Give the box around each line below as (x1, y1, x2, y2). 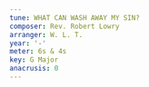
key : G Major (9, 55, 59, 64)
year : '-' (9, 38, 47, 48)
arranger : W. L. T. (9, 30, 84, 39)
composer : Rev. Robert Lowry (9, 22, 120, 31)
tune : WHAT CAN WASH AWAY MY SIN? (9, 13, 141, 23)
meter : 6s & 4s (9, 47, 67, 56)
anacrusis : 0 (9, 64, 59, 73)
